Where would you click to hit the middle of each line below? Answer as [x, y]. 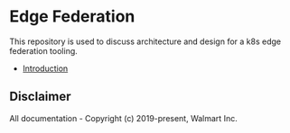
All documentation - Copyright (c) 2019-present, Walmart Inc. [123, 118]
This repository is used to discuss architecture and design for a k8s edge [145, 41]
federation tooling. [44, 50]
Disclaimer [40, 97]
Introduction [45, 68]
